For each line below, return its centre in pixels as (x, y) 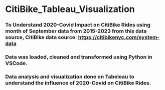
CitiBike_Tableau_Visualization (70, 9)
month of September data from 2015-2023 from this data (76, 31)
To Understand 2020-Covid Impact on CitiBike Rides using (78, 25)
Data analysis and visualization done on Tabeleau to (70, 76)
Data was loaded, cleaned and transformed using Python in (79, 57)
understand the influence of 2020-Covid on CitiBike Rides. (78, 82)
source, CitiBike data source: (41, 37)
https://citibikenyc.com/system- (119, 37)
